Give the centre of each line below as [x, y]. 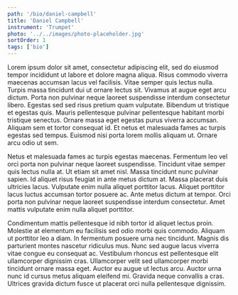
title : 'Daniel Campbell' [45, 21]
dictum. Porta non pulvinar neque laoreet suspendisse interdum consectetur [119, 97]
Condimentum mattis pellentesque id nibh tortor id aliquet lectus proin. [110, 223]
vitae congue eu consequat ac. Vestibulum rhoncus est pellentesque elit [113, 253]
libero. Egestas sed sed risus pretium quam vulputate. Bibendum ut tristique [118, 105]
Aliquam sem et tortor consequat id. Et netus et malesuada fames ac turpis [117, 128]
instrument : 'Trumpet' [41, 27]
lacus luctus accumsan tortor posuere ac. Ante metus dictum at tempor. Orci [119, 194]
